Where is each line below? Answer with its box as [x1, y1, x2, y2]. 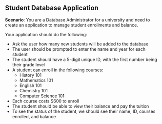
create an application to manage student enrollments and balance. [5, 22, 138, 28]
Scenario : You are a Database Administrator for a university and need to [5, 17, 150, 22]
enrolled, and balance [12, 113, 56, 119]
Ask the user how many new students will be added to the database [12, 41, 149, 47]
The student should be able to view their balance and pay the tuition [12, 103, 149, 109]
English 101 [19, 83, 42, 88]
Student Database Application [5, 4, 99, 12]
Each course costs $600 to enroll [12, 98, 79, 104]
